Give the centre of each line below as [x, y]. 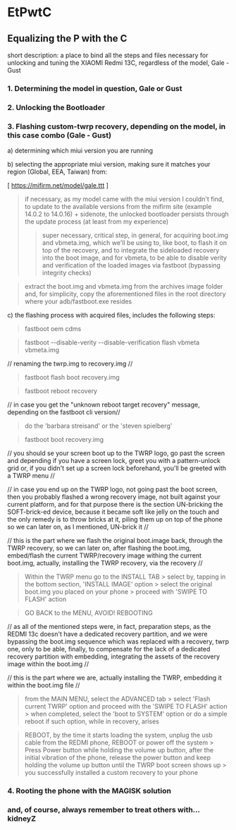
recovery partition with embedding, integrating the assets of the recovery [114, 656]
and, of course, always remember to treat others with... [104, 810]
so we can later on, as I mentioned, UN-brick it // [78, 527]
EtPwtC [30, 12]
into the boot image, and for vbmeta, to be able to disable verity [135, 258]
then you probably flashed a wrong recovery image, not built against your [114, 497]
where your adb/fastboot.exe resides [78, 301]
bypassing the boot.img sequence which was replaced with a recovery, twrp [118, 642]
